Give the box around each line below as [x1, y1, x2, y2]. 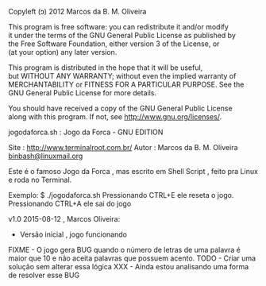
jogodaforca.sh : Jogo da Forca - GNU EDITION [8, 127, 164, 137]
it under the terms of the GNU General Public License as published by [8, 31, 237, 40]
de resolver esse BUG [8, 270, 80, 280]
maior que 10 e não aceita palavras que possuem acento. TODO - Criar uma [8, 253, 256, 263]
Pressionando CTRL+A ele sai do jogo [8, 199, 132, 208]
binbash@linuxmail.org [8, 151, 83, 160]
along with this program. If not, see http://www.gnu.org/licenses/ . [8, 112, 222, 122]
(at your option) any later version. [8, 48, 118, 56]
